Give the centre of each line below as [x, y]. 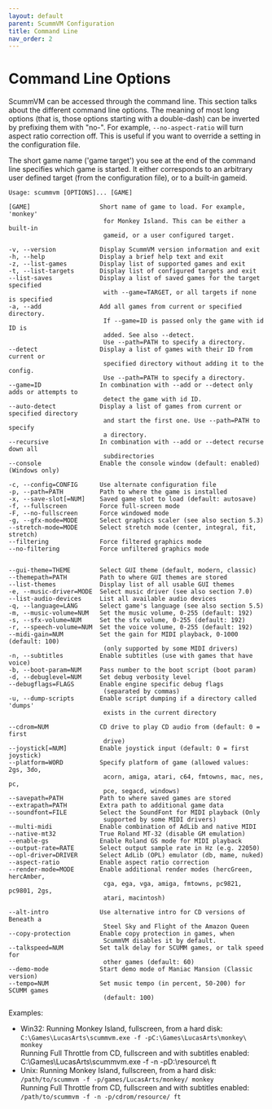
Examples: [26, 1013]
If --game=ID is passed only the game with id [184, 321]
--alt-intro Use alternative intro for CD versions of [127, 913]
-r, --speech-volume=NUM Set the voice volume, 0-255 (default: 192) [131, 628]
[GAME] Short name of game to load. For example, [127, 207]
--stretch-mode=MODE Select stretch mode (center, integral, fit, [132, 528]
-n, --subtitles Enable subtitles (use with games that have [131, 656]
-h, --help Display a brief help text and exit [116, 257]
